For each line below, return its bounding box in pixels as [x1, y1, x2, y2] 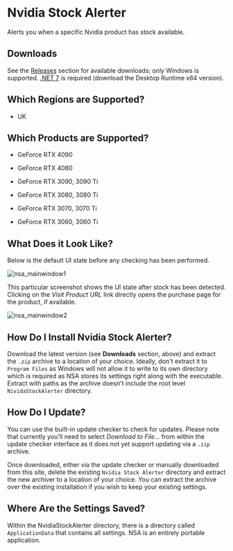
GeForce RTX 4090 [17, 150, 73, 159]
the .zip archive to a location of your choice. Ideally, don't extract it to [7, 357, 208, 365]
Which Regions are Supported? [7, 94, 145, 105]
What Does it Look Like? [7, 238, 113, 250]
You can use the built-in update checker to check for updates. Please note [7, 425, 220, 433]
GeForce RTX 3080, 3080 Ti [17, 191, 98, 199]
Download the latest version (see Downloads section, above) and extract [7, 350, 216, 358]
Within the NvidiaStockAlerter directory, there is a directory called [7, 521, 196, 530]
